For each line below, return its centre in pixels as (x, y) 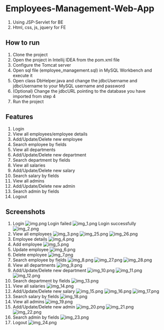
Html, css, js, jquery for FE (39, 27)
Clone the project (30, 54)
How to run (23, 43)
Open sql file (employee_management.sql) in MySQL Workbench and (82, 70)
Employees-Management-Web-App (80, 9)
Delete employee (30, 255)
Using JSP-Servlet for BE (38, 22)
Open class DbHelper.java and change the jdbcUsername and (75, 80)
